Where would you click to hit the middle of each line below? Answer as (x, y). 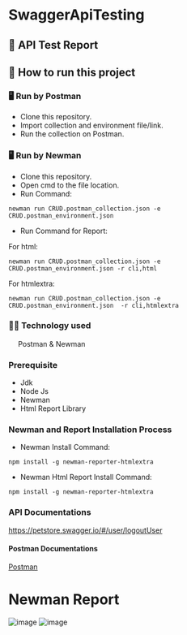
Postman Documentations (53, 549)
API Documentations (50, 512)
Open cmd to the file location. (70, 185)
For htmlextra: (32, 283)
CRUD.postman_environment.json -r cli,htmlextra (94, 305)
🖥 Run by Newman (45, 156)
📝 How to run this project (72, 72)
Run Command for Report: (64, 231)
